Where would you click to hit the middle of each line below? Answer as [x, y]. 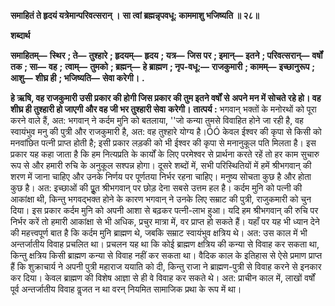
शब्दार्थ [20, 35]
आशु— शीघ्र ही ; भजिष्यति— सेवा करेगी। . [77, 78]
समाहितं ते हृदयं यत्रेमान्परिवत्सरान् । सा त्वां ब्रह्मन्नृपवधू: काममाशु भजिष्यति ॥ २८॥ [135, 15]
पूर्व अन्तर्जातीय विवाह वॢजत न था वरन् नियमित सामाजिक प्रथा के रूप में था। [126, 289]
